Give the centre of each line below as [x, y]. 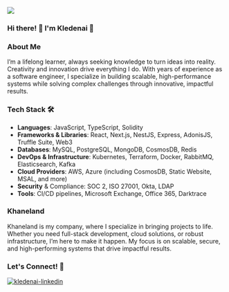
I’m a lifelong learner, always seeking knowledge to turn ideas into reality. [112, 62]
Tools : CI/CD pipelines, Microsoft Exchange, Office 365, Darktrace [112, 193]
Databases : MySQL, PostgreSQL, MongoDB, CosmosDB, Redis [107, 149]
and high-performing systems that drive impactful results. [89, 248]
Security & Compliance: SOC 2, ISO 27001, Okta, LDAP [95, 186]
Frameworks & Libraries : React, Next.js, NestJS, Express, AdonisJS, [115, 134]
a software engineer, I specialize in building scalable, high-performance [109, 77]
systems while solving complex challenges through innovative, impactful [110, 84]
